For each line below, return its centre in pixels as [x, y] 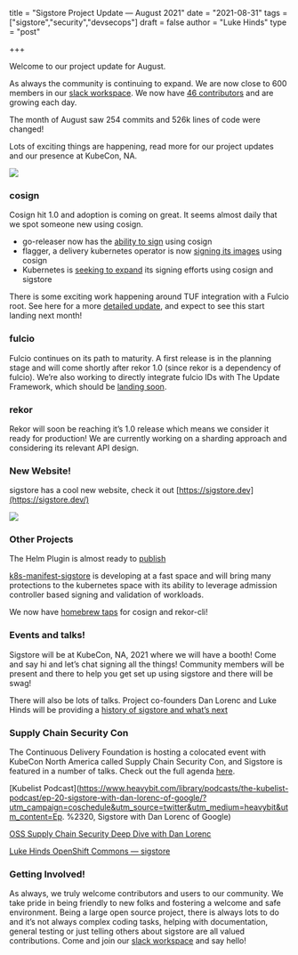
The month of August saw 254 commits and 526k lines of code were [135, 120]
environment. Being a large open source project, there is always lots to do [145, 912]
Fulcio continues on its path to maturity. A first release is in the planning [141, 358]
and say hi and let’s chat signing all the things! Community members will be [147, 664]
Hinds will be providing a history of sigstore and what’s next [119, 709]
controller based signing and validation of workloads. [107, 595]
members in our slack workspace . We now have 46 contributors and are [141, 93]
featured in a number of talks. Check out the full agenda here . [122, 771]
